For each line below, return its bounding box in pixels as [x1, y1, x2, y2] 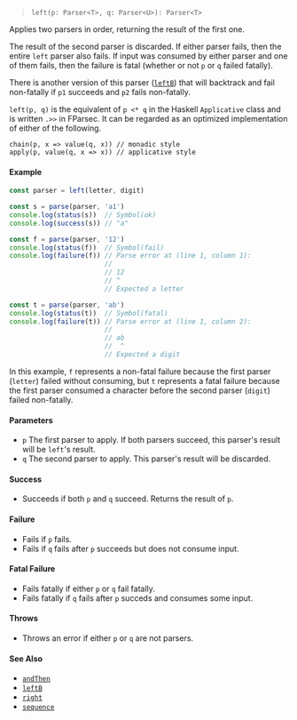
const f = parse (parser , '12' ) [9, 235, 125, 244]
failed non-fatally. [9, 394, 74, 404]
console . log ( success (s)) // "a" [9, 219, 129, 228]
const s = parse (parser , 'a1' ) [9, 203, 125, 212]
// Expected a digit [104, 350, 180, 359]
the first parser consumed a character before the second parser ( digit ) [9, 385, 270, 396]
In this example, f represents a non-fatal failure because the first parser [9, 365, 271, 377]
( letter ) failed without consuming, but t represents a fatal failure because [9, 375, 281, 386]
